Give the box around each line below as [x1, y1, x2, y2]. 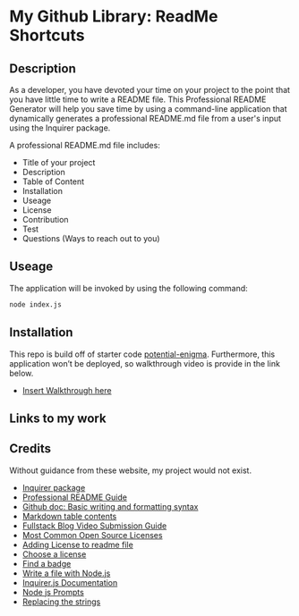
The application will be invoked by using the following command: [9, 283, 248, 293]
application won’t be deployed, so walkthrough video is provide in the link [9, 358, 280, 368]
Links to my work [9, 410, 107, 426]
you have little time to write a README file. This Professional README [9, 94, 267, 105]
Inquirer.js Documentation [21, 577, 118, 587]
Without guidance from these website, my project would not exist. [9, 465, 252, 476]
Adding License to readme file [21, 539, 134, 550]
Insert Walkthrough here [21, 384, 112, 395]
